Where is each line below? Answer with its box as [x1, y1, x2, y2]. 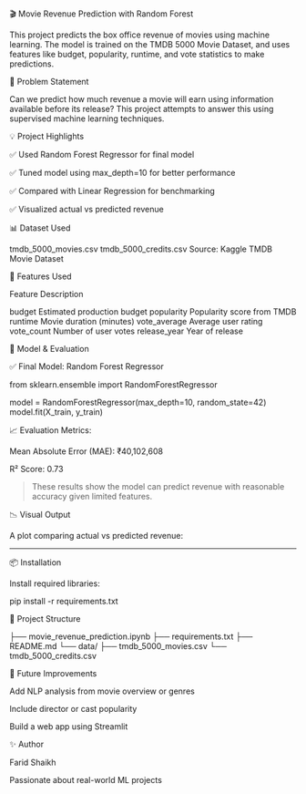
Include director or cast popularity [9, 704, 138, 714]
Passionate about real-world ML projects [9, 775, 162, 785]
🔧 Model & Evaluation [9, 344, 89, 354]
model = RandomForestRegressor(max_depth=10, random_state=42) [9, 397, 267, 407]
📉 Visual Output [9, 510, 71, 520]
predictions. [9, 58, 55, 69]
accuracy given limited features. [31, 491, 153, 501]
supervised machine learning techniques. [9, 113, 165, 124]
